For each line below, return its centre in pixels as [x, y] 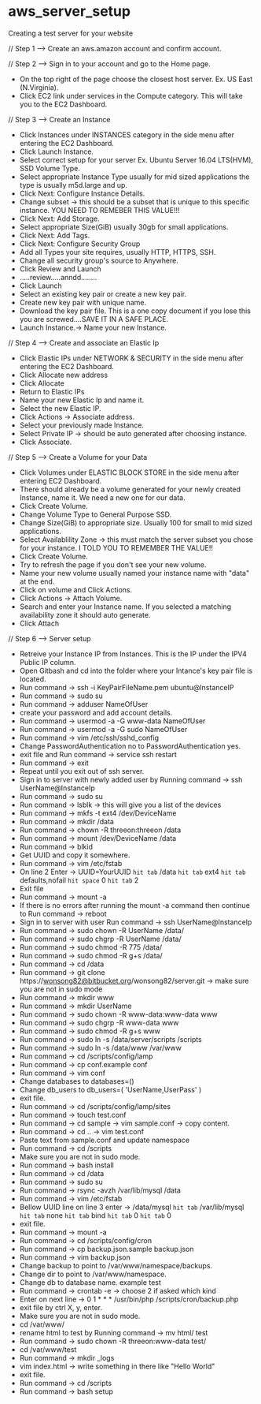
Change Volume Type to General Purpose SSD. [96, 514]
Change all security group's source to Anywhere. [99, 260]
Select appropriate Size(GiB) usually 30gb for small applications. [124, 226]
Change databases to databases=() [77, 1081]
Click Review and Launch [60, 269]
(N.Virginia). [39, 87]
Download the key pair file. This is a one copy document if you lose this [135, 311]
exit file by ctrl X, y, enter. [61, 1307]
